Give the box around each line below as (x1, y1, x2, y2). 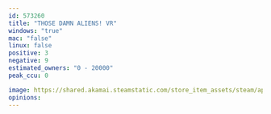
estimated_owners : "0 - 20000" (8, 64, 114, 72)
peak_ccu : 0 (8, 71, 48, 79)
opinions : (8, 93, 42, 101)
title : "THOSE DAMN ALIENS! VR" (8, 19, 117, 27)
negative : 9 (8, 57, 48, 65)
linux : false (8, 42, 52, 50)
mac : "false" (8, 34, 52, 43)
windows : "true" (8, 26, 63, 35)
